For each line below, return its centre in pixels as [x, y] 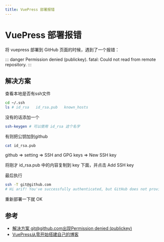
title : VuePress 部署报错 [30, 9]
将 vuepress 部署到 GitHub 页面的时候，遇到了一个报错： [62, 50]
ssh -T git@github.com [28, 185]
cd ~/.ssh [15, 103]
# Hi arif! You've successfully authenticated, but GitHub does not [76, 189]
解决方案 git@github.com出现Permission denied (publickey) [72, 228]
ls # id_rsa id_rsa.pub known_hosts [47, 108]
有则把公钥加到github [26, 136]
